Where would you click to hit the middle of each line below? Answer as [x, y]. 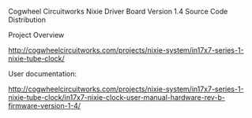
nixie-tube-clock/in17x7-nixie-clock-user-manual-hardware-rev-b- [117, 97]
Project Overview [36, 35]
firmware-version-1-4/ [45, 106]
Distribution [27, 20]
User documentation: [43, 74]
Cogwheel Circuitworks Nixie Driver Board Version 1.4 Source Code [118, 11]
